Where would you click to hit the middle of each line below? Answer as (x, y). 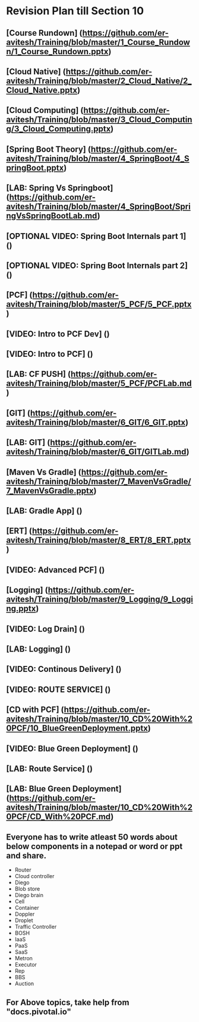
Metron (23, 958)
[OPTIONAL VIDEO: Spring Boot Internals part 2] (97, 265)
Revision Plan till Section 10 (75, 11)
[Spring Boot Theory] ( (49, 149)
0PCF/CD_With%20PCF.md (59, 817)
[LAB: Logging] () (39, 649)
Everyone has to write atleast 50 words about (92, 837)
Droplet (24, 920)
